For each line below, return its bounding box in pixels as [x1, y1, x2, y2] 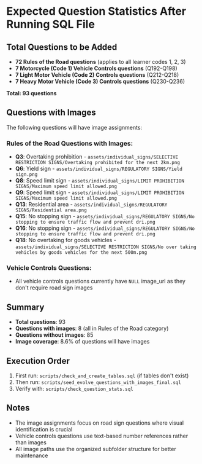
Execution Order [6, 355, 70, 366]
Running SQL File [6, 17, 95, 31]
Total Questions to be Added [6, 42, 118, 52]
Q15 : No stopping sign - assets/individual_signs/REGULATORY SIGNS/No [15, 213, 195, 220]
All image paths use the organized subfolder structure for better [15, 445, 176, 452]
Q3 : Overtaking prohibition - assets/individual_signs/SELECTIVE [15, 153, 179, 160]
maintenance [15, 452, 48, 459]
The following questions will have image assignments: [6, 124, 143, 131]
